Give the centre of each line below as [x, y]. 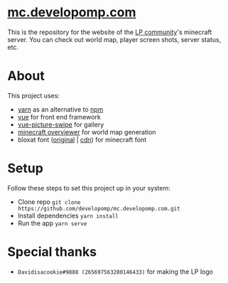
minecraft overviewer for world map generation [87, 132]
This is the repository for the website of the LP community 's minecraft [110, 32]
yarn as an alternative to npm [60, 109]
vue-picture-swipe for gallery [61, 124]
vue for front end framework [59, 117]
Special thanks [52, 252]
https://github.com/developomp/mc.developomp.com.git [99, 208]
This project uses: [34, 95]
